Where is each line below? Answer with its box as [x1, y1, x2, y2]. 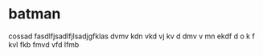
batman [8, 5, 61, 23]
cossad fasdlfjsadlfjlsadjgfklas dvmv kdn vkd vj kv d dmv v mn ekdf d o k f [8, 31, 255, 41]
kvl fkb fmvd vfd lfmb [8, 39, 80, 49]
